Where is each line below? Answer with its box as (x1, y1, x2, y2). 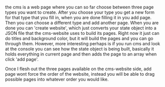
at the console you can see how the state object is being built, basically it (5, 46, 154, 52)
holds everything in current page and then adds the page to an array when (5, 51, 157, 57)
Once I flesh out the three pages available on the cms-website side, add (5, 66, 152, 72)
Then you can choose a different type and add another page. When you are (5, 20, 159, 26)
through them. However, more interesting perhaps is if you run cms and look (5, 41, 161, 46)
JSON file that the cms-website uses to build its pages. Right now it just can (5, 30, 160, 36)
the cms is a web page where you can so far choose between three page (5, 4, 154, 10)
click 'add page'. (5, 57, 39, 62)
